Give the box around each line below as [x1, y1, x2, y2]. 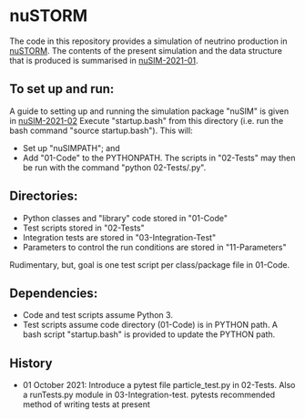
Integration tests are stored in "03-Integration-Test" [22, 231, 217, 242]
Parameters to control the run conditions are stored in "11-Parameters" [22, 241, 287, 252]
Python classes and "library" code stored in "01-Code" [22, 212, 229, 223]
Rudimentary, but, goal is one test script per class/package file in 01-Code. [9, 259, 290, 270]
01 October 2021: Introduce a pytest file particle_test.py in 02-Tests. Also [22, 380, 296, 391]
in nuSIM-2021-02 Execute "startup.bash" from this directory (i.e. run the [9, 115, 284, 126]
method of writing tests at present [22, 399, 150, 410]
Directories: [9, 189, 78, 204]
